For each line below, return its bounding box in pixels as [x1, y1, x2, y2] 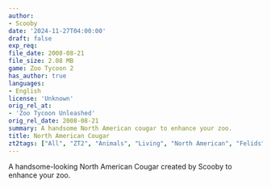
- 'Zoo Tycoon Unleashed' [8, 110, 95, 118]
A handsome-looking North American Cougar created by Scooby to [8, 161, 232, 171]
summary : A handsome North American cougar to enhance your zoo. [8, 124, 232, 132]
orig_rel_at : [8, 102, 52, 110]
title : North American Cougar [8, 132, 110, 140]
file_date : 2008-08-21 [8, 49, 85, 57]
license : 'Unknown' [8, 94, 74, 102]
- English [8, 86, 42, 95]
